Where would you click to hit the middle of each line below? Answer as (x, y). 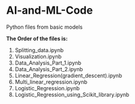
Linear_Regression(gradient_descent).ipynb (68, 75)
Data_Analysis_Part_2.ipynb (49, 69)
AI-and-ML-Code (50, 10)
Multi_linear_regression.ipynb (51, 82)
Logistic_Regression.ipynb (47, 88)
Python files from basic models (45, 27)
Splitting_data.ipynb (39, 50)
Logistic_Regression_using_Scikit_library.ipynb (72, 94)
